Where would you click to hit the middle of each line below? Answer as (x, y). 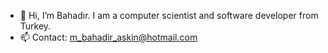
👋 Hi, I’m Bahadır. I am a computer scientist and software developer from (169, 15)
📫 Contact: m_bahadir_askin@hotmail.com (108, 37)
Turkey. (35, 26)
